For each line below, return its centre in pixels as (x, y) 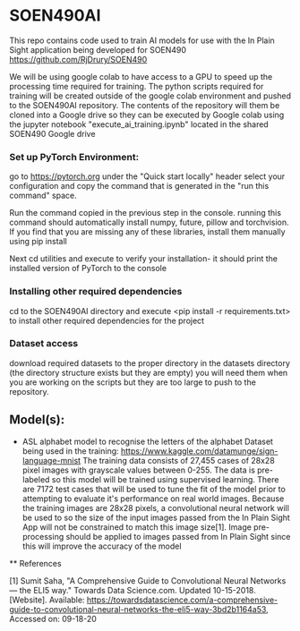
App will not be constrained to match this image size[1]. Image (137, 527)
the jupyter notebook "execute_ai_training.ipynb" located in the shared (139, 124)
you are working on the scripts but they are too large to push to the (133, 382)
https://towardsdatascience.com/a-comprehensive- (182, 600)
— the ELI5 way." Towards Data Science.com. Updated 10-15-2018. (133, 590)
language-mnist (51, 460)
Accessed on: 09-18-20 (53, 618)
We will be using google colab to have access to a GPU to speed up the (141, 76)
